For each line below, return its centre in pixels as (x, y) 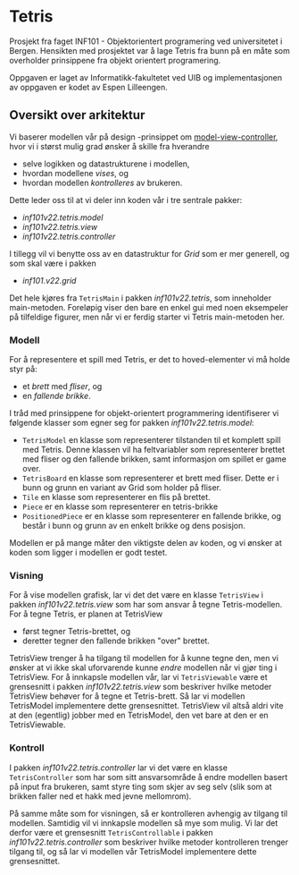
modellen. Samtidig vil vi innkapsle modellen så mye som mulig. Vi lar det (144, 823)
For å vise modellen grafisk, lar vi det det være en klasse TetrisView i (136, 595)
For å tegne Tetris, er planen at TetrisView (86, 614)
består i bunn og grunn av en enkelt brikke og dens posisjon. (133, 526)
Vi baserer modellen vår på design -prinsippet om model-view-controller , (144, 137)
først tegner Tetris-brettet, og (76, 632)
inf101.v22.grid (49, 280)
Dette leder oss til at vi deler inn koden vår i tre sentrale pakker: (126, 200)
